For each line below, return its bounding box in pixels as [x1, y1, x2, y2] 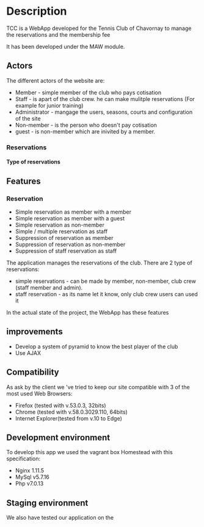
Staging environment [6, 498, 89, 508]
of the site [15, 114, 41, 122]
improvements [6, 326, 63, 337]
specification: [6, 455, 41, 463]
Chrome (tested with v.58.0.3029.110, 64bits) [15, 408, 128, 416]
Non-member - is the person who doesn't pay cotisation [15, 121, 158, 129]
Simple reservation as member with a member [15, 208, 131, 215]
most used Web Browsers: [6, 390, 73, 397]
